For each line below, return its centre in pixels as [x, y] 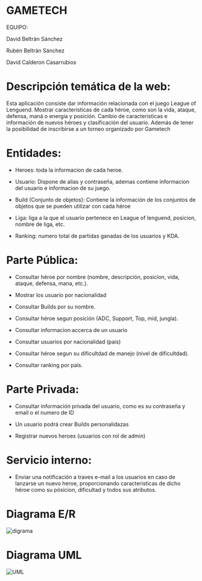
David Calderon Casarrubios [41, 62]
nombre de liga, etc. [40, 224]
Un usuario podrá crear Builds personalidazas [72, 424]
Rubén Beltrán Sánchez [36, 50]
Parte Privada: [43, 389]
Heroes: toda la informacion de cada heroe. [69, 170]
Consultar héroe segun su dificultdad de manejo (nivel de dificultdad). [102, 353]
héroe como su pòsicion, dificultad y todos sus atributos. [86, 489]
